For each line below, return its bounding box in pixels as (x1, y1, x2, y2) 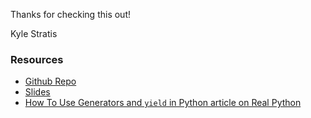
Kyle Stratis (10, 28, 58, 39)
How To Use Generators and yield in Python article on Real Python (24, 97, 302, 109)
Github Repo (24, 75, 77, 88)
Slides (24, 86, 51, 98)
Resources (10, 52, 64, 66)
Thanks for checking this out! (10, 9, 131, 20)
